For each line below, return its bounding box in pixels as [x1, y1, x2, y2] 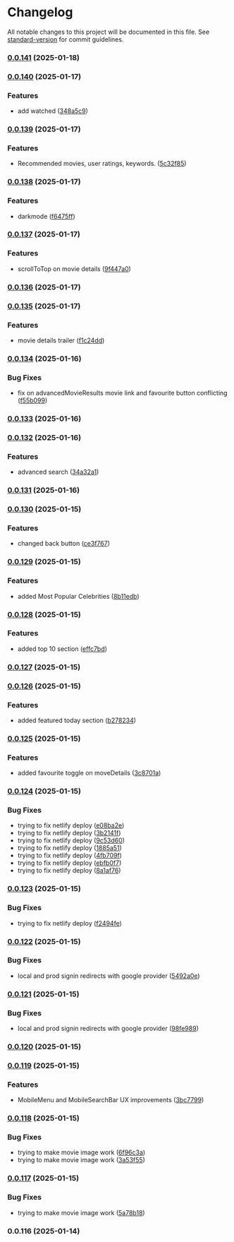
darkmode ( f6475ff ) [17, 212, 75, 220]
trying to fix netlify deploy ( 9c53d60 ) [17, 836, 125, 844]
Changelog [7, 4, 73, 20]
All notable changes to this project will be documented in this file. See [7, 28, 210, 36]
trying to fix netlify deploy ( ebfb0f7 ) [17, 859, 122, 867]
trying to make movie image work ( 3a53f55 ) [17, 1156, 146, 1164]
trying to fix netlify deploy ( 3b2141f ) [17, 829, 121, 837]
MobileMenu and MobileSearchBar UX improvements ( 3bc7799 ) [17, 1096, 204, 1104]
